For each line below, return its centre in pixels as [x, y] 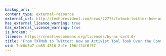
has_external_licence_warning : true [43, 23]
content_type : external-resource [40, 14]
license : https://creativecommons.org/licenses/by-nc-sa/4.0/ [70, 37]
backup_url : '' [21, 9]
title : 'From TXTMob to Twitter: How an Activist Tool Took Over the [78, 41]
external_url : [20, 19]
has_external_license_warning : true [43, 28]
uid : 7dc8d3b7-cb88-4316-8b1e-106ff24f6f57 [51, 46]
